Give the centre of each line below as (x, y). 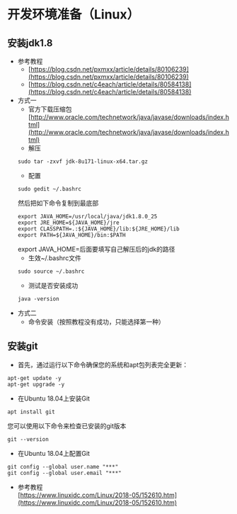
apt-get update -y (34, 378)
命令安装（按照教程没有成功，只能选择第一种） (96, 322)
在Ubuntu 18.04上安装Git (54, 398)
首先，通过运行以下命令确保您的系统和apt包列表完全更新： (103, 364)
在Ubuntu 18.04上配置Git (54, 453)
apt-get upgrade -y (36, 384)
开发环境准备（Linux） (74, 15)
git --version (28, 439)
